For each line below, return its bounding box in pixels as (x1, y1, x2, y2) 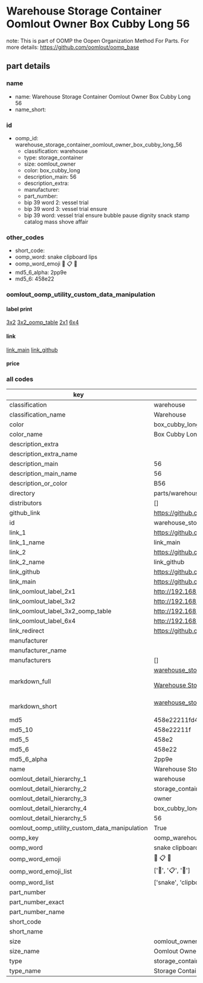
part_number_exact (9, 898, 65, 906)
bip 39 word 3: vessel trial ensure (24, 205, 108, 212)
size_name (9, 947, 40, 956)
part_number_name (9, 908, 65, 916)
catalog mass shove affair (24, 218, 89, 225)
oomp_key (9, 834, 39, 842)
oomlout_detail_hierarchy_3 (9, 794, 87, 803)
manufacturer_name (9, 646, 67, 655)
